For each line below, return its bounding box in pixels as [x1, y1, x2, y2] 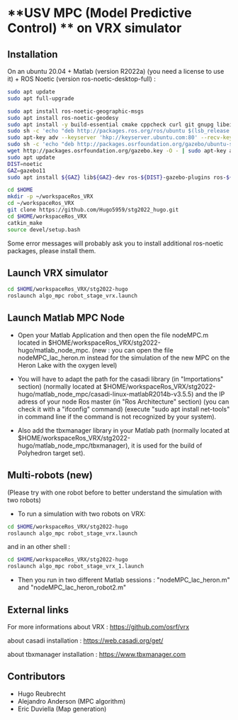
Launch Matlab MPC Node [7, 312, 125, 324]
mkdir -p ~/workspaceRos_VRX [7, 193, 93, 200]
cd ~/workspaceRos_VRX [7, 200, 74, 207]
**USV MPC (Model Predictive [7, 5, 193, 21]
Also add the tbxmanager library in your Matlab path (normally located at [17, 426, 230, 434]
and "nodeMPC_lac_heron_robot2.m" [17, 583, 126, 592]
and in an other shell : [7, 543, 71, 551]
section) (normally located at [17, 382, 102, 391]
